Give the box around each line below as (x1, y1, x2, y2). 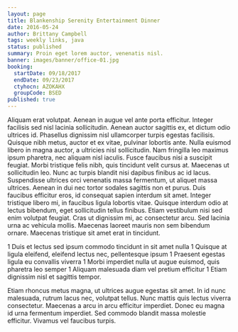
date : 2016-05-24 (7, 23, 59, 31)
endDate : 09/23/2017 (13, 76, 75, 84)
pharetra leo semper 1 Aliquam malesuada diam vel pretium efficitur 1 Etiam (7, 265, 227, 273)
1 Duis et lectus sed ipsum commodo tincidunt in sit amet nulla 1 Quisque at (7, 243, 227, 250)
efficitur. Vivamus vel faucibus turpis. (7, 316, 117, 325)
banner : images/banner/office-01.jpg (7, 57, 119, 64)
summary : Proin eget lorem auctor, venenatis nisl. (7, 50, 163, 57)
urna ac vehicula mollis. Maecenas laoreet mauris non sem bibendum (7, 221, 210, 229)
